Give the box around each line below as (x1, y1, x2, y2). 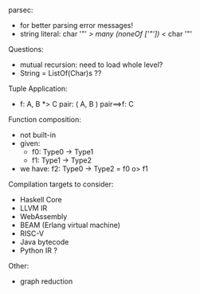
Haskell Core (19, 195, 62, 204)
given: (19, 139, 41, 148)
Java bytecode (19, 237, 69, 246)
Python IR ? (19, 245, 58, 255)
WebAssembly (19, 212, 68, 221)
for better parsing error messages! (19, 21, 134, 29)
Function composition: (8, 115, 81, 124)
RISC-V (19, 229, 45, 238)
